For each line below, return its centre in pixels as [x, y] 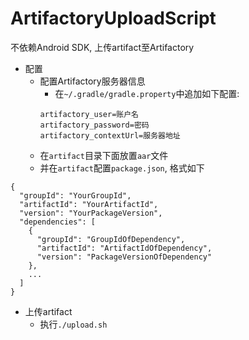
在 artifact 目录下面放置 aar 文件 [104, 155]
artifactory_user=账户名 [89, 114]
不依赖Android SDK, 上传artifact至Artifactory [102, 47]
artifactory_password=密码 [94, 125]
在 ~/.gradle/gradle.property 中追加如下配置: [147, 93]
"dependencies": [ [58, 222]
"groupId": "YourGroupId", [75, 195]
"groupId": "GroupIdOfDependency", [111, 239]
